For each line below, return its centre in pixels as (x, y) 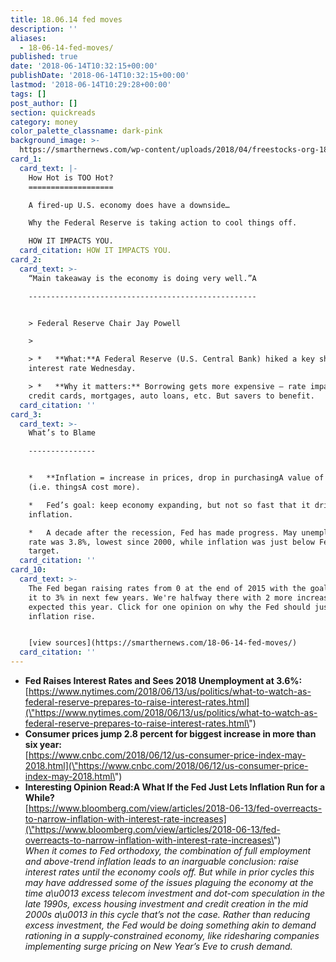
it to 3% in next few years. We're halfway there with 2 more (160, 597)
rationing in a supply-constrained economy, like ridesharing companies (172, 935)
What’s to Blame (62, 433)
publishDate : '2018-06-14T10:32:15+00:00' (100, 76)
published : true (44, 57)
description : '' (44, 29)
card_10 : (28, 570)
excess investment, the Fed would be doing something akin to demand (170, 925)
